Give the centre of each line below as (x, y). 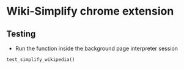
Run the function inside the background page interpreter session (97, 48)
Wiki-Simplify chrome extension (90, 11)
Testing (21, 34)
